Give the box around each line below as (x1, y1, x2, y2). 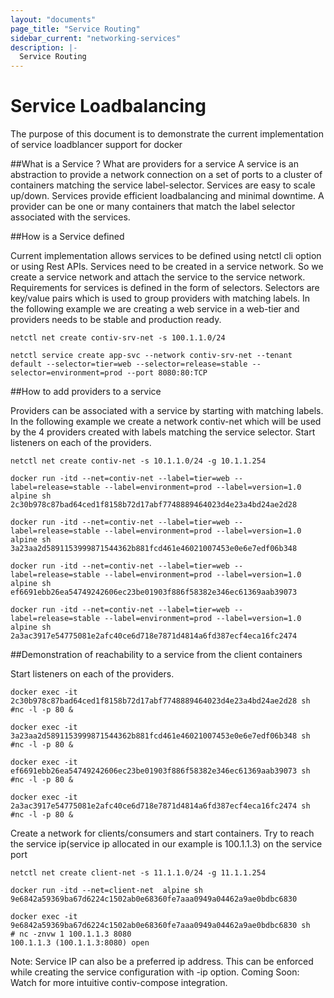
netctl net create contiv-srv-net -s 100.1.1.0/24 (10, 333, 226, 343)
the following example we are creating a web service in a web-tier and (10, 303, 300, 315)
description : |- (10, 42, 78, 53)
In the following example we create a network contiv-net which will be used (10, 416, 322, 428)
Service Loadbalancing (10, 95, 207, 118)
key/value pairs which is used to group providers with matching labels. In (10, 292, 311, 305)
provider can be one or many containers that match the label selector (10, 201, 296, 213)
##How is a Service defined (10, 231, 125, 243)
